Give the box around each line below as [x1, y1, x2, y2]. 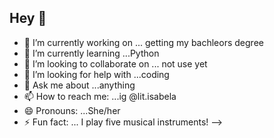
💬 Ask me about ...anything [23, 79, 136, 91]
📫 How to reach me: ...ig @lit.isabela [23, 90, 177, 102]
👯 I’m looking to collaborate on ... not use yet [23, 57, 208, 70]
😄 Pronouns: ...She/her [23, 104, 121, 116]
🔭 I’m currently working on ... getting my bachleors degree [23, 36, 264, 48]
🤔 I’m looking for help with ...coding [23, 68, 170, 80]
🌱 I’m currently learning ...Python [23, 47, 160, 59]
